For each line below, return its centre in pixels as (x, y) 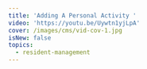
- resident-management (53, 52)
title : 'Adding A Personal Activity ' (72, 15)
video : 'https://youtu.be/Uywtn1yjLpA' (74, 23)
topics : (21, 45)
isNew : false (30, 38)
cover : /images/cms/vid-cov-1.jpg (66, 30)
